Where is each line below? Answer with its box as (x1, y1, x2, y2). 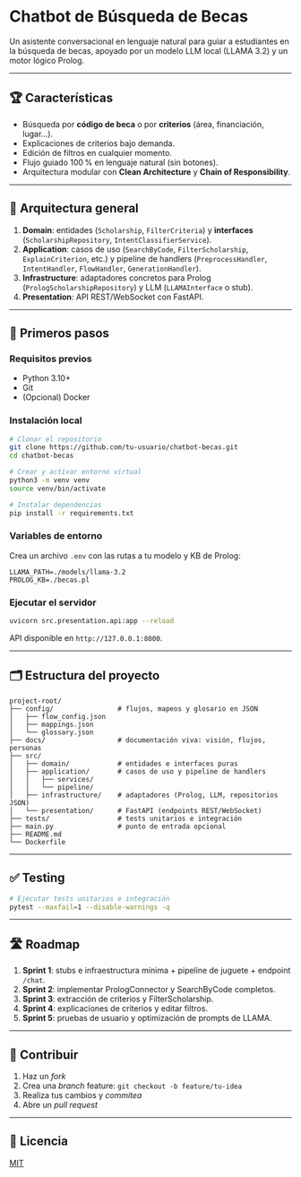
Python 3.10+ (21, 373, 72, 384)
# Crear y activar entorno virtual (9, 468, 142, 477)
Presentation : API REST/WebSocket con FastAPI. (21, 291, 204, 302)
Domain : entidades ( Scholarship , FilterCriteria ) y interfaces (21, 224, 254, 235)
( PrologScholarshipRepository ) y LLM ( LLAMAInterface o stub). (21, 281, 254, 292)
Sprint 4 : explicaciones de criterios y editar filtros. (21, 1003, 209, 1014)
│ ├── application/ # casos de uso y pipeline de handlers (9, 766, 267, 776)
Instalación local (9, 414, 82, 427)
